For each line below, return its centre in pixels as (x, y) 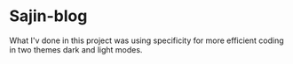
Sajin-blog (48, 16)
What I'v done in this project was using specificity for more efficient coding (146, 40)
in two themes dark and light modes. (76, 49)
